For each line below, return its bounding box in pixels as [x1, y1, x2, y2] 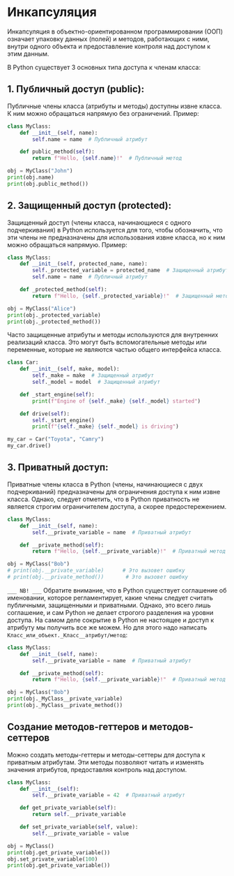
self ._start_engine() [32, 417, 95, 424]
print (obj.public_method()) [7, 180, 89, 187]
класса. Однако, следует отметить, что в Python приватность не [7, 495, 200, 503]
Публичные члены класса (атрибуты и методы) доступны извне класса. [7, 102, 222, 110]
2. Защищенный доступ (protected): [7, 200, 172, 211]
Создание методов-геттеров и [7, 721, 148, 733]
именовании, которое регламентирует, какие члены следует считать [7, 593, 214, 602]
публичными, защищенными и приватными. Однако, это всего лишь [7, 601, 211, 609]
